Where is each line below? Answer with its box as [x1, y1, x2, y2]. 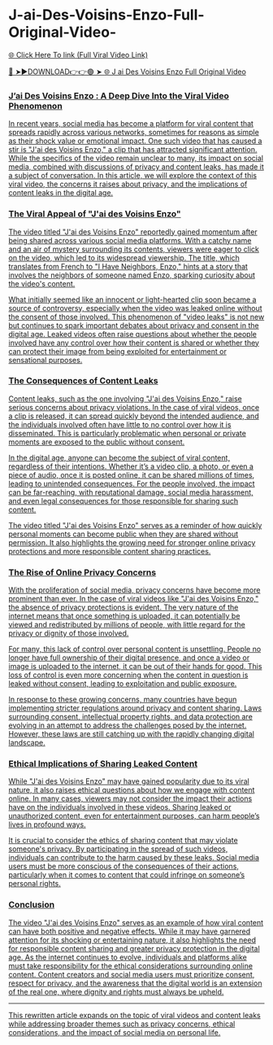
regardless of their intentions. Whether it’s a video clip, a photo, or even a [8, 461, 254, 471]
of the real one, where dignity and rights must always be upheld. [8, 986, 224, 996]
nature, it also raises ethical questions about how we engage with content [8, 785, 255, 795]
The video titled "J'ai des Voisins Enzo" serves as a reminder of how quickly [8, 520, 262, 530]
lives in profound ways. [8, 820, 87, 829]
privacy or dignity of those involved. [8, 628, 129, 638]
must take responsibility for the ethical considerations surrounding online [8, 960, 253, 970]
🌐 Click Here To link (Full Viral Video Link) [8, 50, 149, 59]
